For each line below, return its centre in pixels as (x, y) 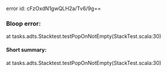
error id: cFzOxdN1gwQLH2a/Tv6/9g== (54, 8)
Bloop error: (23, 23)
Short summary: (26, 50)
